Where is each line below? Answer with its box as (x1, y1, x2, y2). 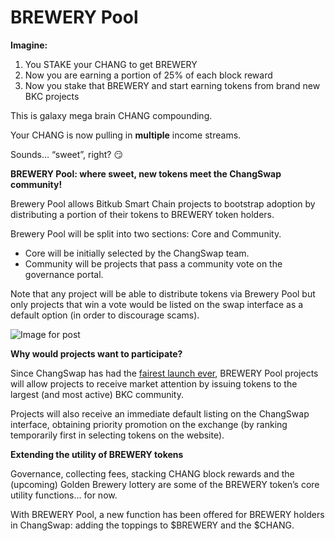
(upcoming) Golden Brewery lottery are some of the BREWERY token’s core (10, 478, 320, 490)
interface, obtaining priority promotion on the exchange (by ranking (10, 418, 288, 430)
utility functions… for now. (10, 489, 118, 501)
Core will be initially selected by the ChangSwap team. (24, 247, 250, 259)
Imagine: (10, 39, 48, 51)
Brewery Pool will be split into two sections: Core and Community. (10, 227, 282, 240)
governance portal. (24, 268, 104, 280)
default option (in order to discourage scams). (10, 309, 200, 321)
